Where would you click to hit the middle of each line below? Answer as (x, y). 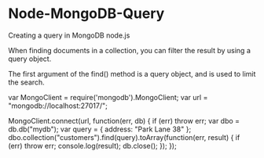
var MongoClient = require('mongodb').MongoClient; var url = (108, 97)
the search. (26, 82)
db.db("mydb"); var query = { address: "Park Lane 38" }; (100, 129)
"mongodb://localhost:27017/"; (58, 106)
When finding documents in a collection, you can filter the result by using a (130, 50)
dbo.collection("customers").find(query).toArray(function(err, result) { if (124, 137)
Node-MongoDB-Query (86, 14)
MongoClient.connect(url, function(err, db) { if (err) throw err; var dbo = (124, 120)
